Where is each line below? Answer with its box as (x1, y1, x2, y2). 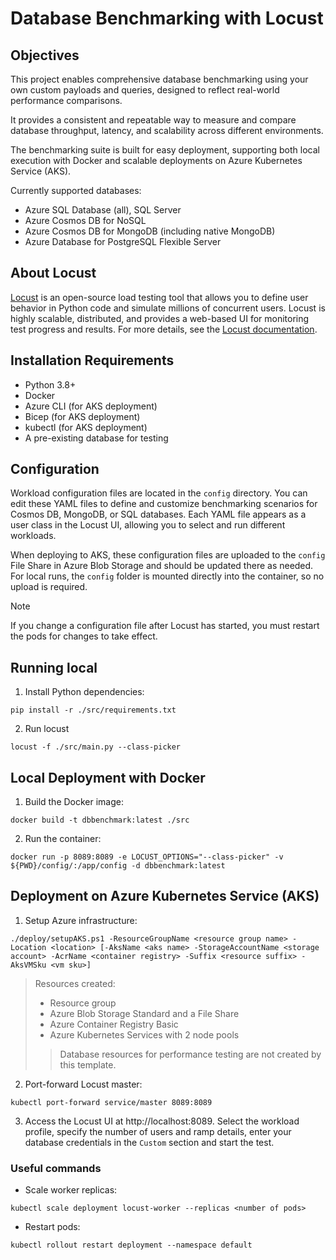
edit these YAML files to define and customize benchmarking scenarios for (10, 498, 318, 510)
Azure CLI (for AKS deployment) (24, 400, 158, 412)
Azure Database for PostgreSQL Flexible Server (24, 236, 222, 247)
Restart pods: (24, 1221, 81, 1233)
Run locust (24, 723, 70, 735)
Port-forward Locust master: (24, 1078, 143, 1090)
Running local (10, 659, 98, 676)
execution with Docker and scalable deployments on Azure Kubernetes (10, 155, 303, 166)
